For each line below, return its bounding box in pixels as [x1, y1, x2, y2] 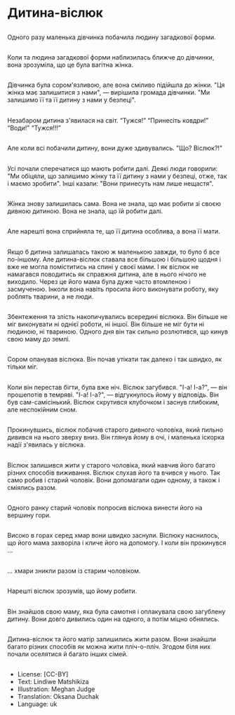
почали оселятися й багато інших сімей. [7, 650, 128, 658]
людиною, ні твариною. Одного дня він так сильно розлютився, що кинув [7, 327, 229, 336]
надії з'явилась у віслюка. [7, 440, 86, 449]
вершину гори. [7, 511, 51, 519]
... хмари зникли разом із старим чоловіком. [7, 566, 141, 575]
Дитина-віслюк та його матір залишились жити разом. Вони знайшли [7, 635, 216, 643]
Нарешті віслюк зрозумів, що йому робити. [7, 587, 137, 595]
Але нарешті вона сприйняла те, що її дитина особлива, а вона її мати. [7, 227, 220, 236]
